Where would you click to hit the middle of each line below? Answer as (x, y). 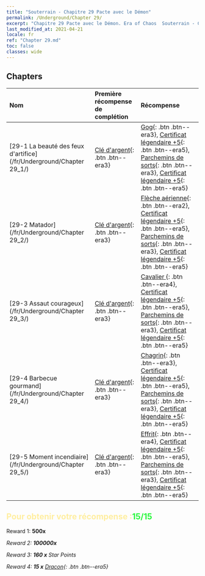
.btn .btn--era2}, (165, 205)
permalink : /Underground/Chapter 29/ (54, 18)
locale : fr (20, 35)
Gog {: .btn (155, 127)
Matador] (43, 225)
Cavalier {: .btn (162, 277)
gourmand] (25, 385)
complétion (111, 117)
